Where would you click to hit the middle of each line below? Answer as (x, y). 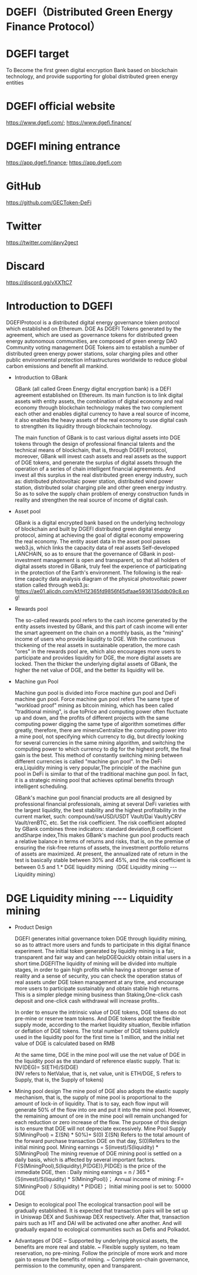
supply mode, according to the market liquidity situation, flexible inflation (102, 1024)
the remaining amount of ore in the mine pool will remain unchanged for (101, 1116)
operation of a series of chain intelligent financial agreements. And (95, 469)
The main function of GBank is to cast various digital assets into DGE (97, 437)
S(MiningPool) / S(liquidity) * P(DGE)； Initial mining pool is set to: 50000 (103, 1186)
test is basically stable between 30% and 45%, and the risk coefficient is (103, 860)
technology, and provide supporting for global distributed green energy (92, 76)
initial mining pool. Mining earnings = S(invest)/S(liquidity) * (86, 1147)
